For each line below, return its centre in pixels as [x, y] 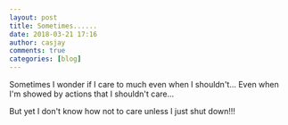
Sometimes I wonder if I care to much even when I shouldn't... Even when [144, 84]
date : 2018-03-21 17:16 [53, 34]
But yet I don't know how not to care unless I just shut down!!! [123, 111]
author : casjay [37, 42]
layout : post [33, 17]
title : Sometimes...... [53, 26]
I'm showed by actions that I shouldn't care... [92, 94]
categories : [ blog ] [45, 59]
